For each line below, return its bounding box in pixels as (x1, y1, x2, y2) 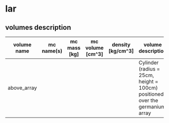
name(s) (42, 47, 63, 54)
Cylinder (138, 59, 159, 66)
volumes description (5, 23, 71, 32)
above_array (8, 84, 37, 91)
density (112, 41, 131, 48)
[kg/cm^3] (108, 47, 134, 54)
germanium (138, 103, 166, 110)
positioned (138, 91, 164, 97)
